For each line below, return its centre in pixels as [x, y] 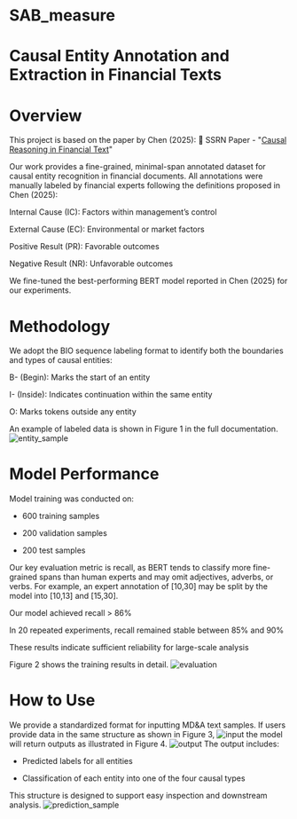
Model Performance [84, 474]
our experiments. [40, 290]
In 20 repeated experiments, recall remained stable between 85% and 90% [147, 630]
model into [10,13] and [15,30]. [64, 596]
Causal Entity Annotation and [120, 56]
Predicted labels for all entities [77, 761]
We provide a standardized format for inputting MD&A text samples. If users [148, 725]
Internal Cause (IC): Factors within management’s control [113, 212]
